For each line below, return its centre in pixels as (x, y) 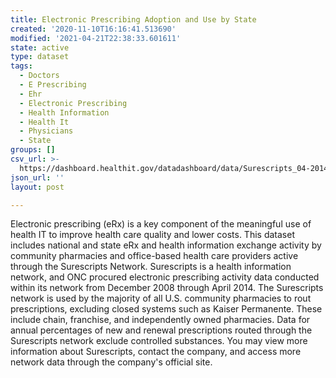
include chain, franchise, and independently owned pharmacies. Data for (160, 320)
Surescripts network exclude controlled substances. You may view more (159, 341)
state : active (40, 47)
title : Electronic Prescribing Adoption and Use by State (133, 19)
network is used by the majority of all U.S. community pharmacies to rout (161, 298)
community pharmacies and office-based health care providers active (154, 256)
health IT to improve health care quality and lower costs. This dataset (152, 235)
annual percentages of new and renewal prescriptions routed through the (161, 330)
